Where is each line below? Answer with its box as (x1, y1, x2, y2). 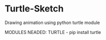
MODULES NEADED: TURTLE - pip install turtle (4, 29, 101, 35)
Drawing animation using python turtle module (4, 19, 100, 25)
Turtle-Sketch (4, 3, 64, 14)
